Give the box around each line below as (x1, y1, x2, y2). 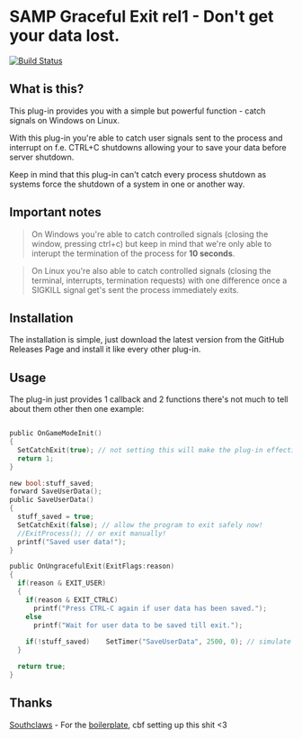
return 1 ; (17, 453, 54, 463)
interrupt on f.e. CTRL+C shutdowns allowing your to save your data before (9, 141, 288, 152)
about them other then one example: (9, 404, 145, 415)
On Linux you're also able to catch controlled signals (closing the (31, 265, 271, 276)
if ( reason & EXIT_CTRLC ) (25, 595, 119, 605)
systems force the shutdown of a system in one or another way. (9, 178, 245, 189)
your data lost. (9, 25, 120, 46)
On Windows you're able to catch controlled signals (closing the (31, 228, 269, 240)
